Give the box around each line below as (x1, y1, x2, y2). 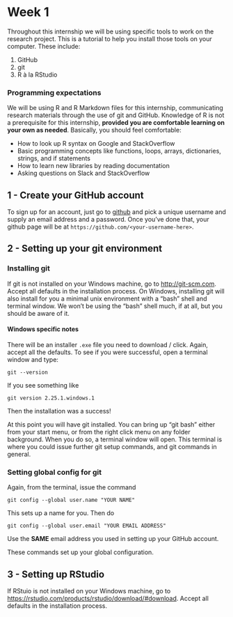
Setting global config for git (7, 467, 102, 477)
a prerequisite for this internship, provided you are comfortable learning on (7, 119, 225, 127)
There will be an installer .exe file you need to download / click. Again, (7, 340, 209, 349)
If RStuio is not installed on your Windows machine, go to (7, 587, 171, 595)
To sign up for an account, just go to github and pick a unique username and (7, 208, 226, 216)
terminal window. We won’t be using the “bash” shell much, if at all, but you (7, 301, 223, 310)
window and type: (7, 355, 59, 363)
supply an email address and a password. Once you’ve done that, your (7, 215, 210, 224)
